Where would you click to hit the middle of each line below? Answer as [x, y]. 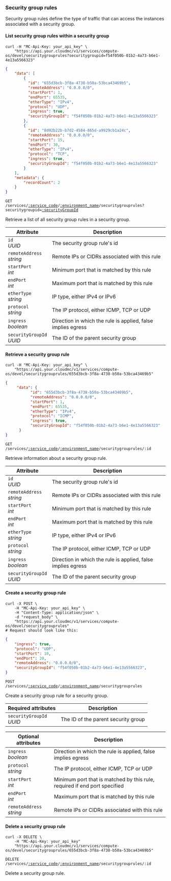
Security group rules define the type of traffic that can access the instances [85, 19]
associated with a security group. [40, 24]
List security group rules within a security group [57, 36]
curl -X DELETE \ [24, 837]
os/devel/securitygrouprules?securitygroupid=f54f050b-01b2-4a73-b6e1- [83, 56]
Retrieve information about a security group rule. [56, 458]
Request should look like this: [44, 630]
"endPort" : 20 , [31, 658]
